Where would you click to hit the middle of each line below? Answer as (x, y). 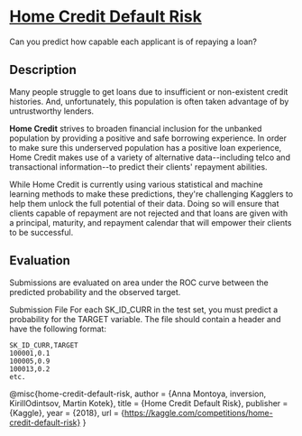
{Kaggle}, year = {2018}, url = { (67, 413)
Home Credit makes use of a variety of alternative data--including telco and (150, 157)
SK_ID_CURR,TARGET (44, 345)
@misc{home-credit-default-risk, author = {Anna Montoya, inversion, (138, 394)
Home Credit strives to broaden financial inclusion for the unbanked (136, 128)
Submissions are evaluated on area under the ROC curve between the (139, 283)
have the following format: (58, 329)
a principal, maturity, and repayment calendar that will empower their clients (151, 222)
